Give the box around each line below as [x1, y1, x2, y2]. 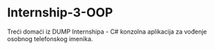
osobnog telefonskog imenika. [7, 34, 93, 42]
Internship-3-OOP [7, 5, 113, 21]
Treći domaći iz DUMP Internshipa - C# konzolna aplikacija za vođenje [7, 27, 207, 36]
